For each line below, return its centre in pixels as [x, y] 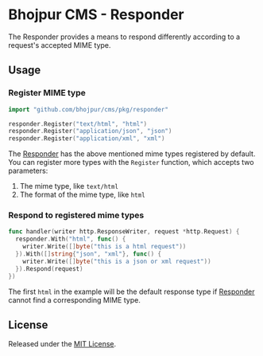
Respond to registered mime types [76, 215]
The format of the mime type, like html [82, 195]
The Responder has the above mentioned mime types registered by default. [132, 154]
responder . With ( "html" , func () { [71, 239]
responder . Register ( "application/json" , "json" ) [90, 131]
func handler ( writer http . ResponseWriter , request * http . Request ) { [124, 232]
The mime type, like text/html [69, 186]
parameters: [28, 171]
